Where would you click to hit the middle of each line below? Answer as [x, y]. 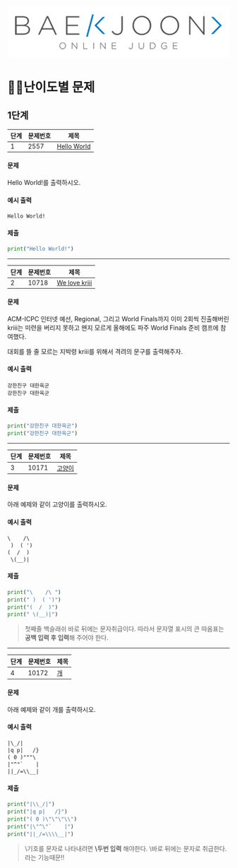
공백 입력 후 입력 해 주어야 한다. [67, 638]
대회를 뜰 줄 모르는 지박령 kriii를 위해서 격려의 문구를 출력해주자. [95, 351]
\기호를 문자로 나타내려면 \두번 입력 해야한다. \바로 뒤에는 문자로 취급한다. [126, 848]
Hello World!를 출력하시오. [44, 183]
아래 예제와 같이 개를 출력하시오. [52, 709]
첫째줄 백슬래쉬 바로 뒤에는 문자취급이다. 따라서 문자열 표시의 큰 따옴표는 [124, 629]
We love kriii [74, 283]
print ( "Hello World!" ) [41, 249]
